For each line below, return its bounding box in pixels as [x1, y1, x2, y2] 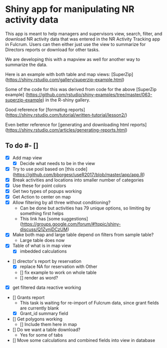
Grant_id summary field [19, 310, 68, 316]
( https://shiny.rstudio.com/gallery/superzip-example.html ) [5, 76, 124, 82]
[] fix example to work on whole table [19, 269, 96, 275]
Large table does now [19, 237, 65, 243]
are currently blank [19, 305, 59, 311]
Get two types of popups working [12, 188, 82, 194]
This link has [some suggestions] [19, 216, 88, 222]
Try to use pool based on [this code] [12, 166, 87, 172]
